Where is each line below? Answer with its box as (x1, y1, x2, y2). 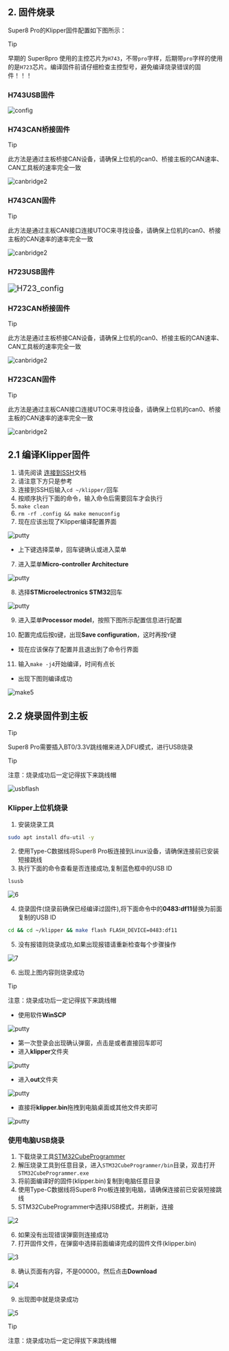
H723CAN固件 (8, 374, 56, 384)
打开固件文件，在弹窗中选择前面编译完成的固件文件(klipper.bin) (17, 1240, 197, 1248)
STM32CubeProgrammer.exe (17, 1170, 89, 1177)
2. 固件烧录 (8, 6, 55, 19)
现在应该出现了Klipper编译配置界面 (17, 518, 117, 526)
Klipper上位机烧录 (8, 803, 68, 813)
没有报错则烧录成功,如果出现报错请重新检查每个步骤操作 (17, 940, 177, 948)
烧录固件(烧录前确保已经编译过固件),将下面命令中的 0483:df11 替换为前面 (17, 904, 223, 913)
